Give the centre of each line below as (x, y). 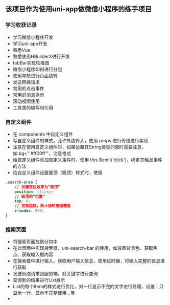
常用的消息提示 (28, 95)
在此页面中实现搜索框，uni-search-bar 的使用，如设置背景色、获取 (83, 248)
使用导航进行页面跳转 (35, 75)
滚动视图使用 (26, 101)
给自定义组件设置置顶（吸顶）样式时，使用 (57, 172)
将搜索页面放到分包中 (35, 242)
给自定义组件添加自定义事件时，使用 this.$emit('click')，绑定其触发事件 (87, 160)
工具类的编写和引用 (33, 107)
